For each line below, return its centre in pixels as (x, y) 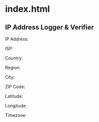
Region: (13, 68)
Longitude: (16, 106)
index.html (28, 9)
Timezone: (16, 115)
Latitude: (14, 96)
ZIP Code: (15, 87)
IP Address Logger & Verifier (50, 27)
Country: (14, 58)
